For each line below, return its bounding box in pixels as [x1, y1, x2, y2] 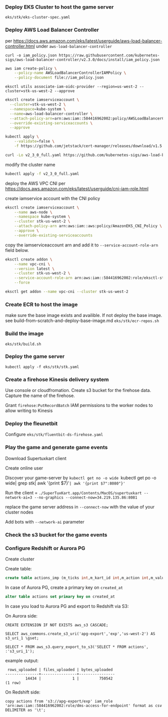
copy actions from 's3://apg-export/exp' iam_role [5, 698, 113, 703]
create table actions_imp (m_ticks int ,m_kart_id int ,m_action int [5, 575, 149, 580]
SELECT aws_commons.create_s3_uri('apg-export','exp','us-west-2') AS [5, 631, 155, 636]
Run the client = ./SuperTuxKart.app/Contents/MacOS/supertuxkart [5, 489, 142, 495]
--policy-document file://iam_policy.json [14, 75, 104, 80]
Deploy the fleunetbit [5, 420, 58, 427]
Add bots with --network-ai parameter [5, 518, 84, 524]
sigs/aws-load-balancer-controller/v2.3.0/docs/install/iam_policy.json [5, 57, 160, 62]
